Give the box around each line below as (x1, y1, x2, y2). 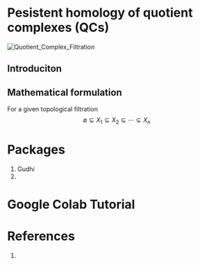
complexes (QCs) (7, 19, 110, 35)
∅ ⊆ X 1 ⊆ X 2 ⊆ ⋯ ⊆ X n (83, 116, 151, 126)
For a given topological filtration (7, 105, 99, 113)
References (7, 228, 75, 244)
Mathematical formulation (7, 86, 123, 98)
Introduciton (7, 63, 62, 74)
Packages (7, 142, 66, 158)
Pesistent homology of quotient (7, 5, 193, 21)
